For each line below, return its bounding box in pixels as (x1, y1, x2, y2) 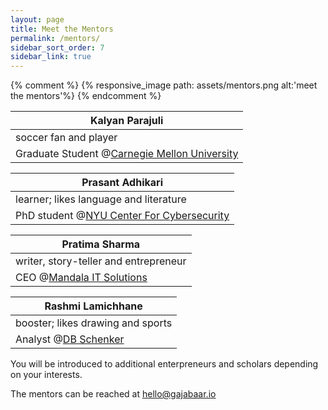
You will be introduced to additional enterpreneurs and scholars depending (10, 358, 319, 370)
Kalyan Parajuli (90, 114, 164, 128)
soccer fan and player (15, 131, 118, 145)
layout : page (10, 14, 65, 25)
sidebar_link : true (10, 52, 92, 62)
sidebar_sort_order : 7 (10, 42, 105, 53)
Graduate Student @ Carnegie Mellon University (15, 147, 239, 161)
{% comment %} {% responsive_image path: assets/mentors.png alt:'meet (10, 79, 318, 91)
